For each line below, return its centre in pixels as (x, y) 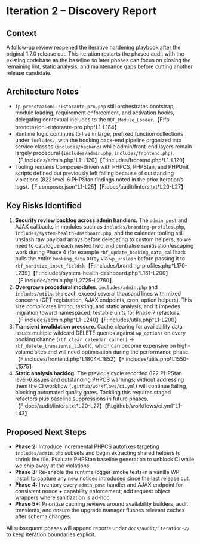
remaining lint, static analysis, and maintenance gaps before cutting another (99, 66)
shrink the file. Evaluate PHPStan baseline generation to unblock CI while (104, 460)
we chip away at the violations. (53, 466)
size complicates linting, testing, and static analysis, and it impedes (97, 306)
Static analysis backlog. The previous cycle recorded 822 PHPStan (98, 373)
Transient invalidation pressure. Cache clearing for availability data (99, 326)
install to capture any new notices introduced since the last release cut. (102, 478)
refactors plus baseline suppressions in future (71, 399)
